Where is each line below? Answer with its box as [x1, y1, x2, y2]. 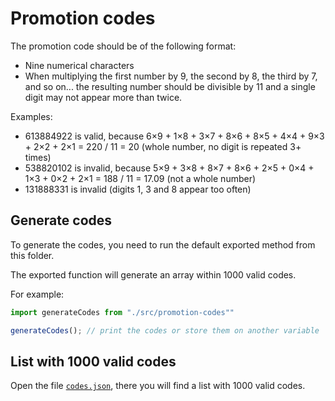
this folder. [10, 249, 55, 261]
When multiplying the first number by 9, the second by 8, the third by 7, [24, 70, 318, 82]
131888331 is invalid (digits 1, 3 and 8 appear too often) [24, 183, 252, 195]
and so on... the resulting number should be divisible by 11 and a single [24, 80, 316, 92]
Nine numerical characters [24, 59, 135, 71]
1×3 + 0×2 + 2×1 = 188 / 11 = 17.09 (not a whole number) [24, 172, 257, 184]
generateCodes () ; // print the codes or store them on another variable [10, 325, 320, 336]
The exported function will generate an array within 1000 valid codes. [10, 268, 297, 281]
